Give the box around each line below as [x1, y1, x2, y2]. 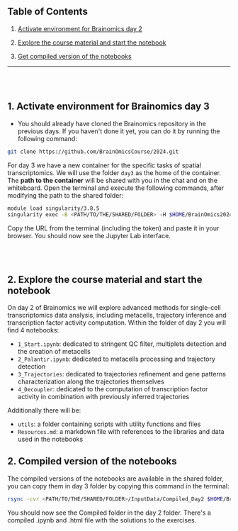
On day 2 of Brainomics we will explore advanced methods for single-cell [7, 303, 221, 312]
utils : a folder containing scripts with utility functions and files [17, 420, 201, 428]
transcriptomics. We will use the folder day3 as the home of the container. [7, 168, 222, 177]
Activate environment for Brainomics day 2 [17, 24, 143, 33]
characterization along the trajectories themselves [17, 377, 164, 386]
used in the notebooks [17, 435, 84, 444]
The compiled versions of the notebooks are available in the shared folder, [7, 474, 225, 483]
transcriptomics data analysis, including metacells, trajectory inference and [7, 311, 227, 320]
